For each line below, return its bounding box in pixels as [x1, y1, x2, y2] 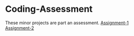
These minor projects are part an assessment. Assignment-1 [5, 20, 129, 26]
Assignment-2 [5, 25, 34, 31]
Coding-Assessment [5, 3, 93, 15]
